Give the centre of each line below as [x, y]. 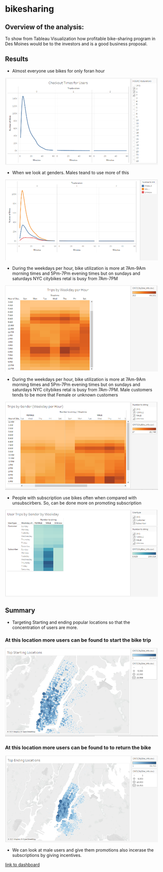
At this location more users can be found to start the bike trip [78, 640]
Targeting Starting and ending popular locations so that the [71, 622]
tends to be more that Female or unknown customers [65, 395]
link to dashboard [23, 865]
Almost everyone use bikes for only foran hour [58, 71]
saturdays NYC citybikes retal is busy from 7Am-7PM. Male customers [82, 389]
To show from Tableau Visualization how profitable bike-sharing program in [80, 38]
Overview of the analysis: [44, 27]
